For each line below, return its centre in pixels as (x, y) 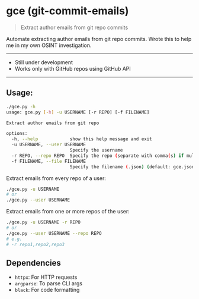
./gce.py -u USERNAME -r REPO (44, 222)
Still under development (44, 62)
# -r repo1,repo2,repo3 (36, 244)
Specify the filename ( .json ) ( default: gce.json (132, 167)
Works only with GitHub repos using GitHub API (73, 68)
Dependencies (33, 263)
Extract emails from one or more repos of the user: (68, 212)
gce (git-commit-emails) (68, 11)
